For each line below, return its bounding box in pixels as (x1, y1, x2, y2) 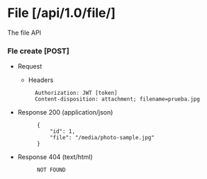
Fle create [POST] (7, 46, 69, 56)
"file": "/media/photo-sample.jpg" (49, 134, 155, 142)
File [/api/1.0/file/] (7, 5, 116, 21)
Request (17, 62, 43, 71)
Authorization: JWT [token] (34, 90, 118, 97)
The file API (7, 28, 41, 37)
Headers (28, 76, 54, 84)
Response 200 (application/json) (17, 108, 113, 117)
